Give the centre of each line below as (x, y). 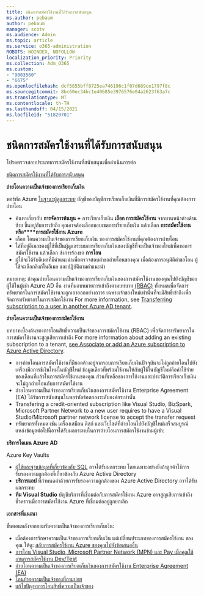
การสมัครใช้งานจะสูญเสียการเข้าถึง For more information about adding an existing (99, 337)
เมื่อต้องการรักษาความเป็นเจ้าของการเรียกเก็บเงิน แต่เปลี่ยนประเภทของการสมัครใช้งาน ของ (104, 538)
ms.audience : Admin (31, 35)
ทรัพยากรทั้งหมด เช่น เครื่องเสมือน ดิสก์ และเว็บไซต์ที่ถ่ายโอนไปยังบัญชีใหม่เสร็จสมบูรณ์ (102, 424)
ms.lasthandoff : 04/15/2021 (42, 109)
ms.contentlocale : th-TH (38, 103)
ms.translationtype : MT (37, 97)
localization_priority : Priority (49, 58)
